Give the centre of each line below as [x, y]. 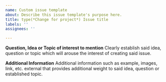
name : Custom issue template [36, 10]
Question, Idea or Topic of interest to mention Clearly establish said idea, [83, 48]
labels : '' [17, 24]
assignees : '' [20, 29]
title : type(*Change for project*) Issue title [57, 19]
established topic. [24, 74]
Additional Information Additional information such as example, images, [81, 63]
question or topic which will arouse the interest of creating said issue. [78, 53]
